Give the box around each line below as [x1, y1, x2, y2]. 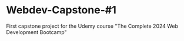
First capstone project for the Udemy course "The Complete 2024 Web [6, 23, 178, 29]
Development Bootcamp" [6, 28, 67, 35]
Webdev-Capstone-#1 [6, 3, 116, 17]
